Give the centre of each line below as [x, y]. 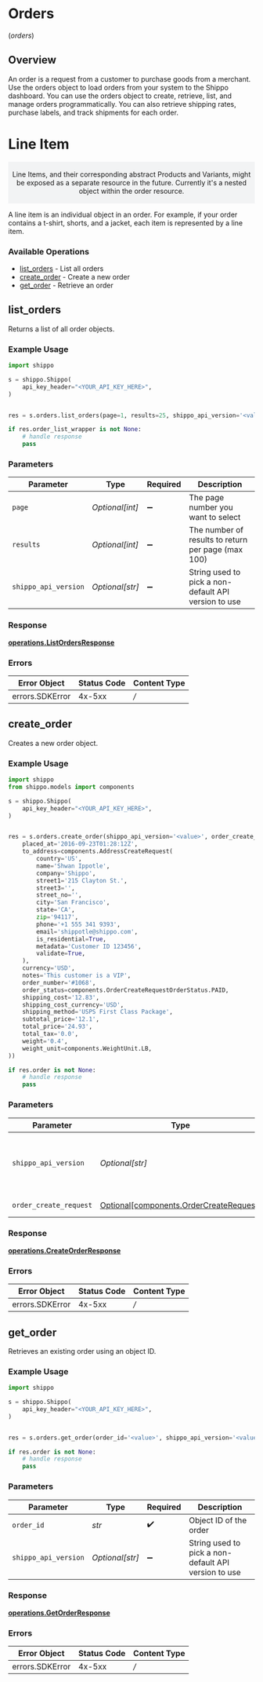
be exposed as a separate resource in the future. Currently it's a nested [131, 182]
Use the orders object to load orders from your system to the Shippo [119, 87]
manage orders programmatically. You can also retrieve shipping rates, [122, 104]
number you [211, 507]
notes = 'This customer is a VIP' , [77, 976]
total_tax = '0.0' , [50, 1034]
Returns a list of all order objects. [61, 329]
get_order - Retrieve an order [66, 285]
